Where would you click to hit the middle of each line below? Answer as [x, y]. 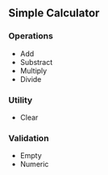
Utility [21, 100]
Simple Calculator [54, 13]
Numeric [34, 165]
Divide [31, 79]
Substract [36, 62]
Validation [29, 138]
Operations [31, 36]
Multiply [33, 71]
